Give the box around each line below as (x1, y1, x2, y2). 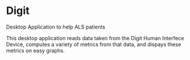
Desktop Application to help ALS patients (6, 23, 106, 30)
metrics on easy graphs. (6, 47, 65, 54)
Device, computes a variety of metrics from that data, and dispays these (6, 41, 181, 48)
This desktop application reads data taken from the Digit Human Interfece (6, 34, 184, 41)
